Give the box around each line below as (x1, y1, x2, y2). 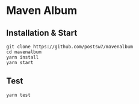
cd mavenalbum (6, 49, 42, 55)
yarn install (6, 54, 39, 60)
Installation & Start (6, 28, 78, 38)
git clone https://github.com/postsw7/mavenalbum (6, 44, 134, 50)
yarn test (6, 92, 31, 98)
